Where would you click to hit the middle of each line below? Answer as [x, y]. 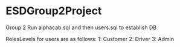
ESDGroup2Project [54, 11]
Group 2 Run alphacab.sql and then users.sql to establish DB [81, 27]
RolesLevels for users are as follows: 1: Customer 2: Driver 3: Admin [90, 39]
